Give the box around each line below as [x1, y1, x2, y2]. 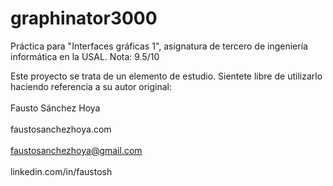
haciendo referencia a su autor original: [10, 80, 172, 92]
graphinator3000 [10, 7, 158, 30]
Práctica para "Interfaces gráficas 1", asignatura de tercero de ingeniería [10, 40, 308, 52]
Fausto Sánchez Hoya [10, 102, 101, 114]
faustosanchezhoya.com [10, 123, 112, 135]
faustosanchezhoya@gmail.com [10, 144, 143, 156]
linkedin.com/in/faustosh [10, 165, 113, 177]
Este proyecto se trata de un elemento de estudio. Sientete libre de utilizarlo [10, 70, 323, 82]
